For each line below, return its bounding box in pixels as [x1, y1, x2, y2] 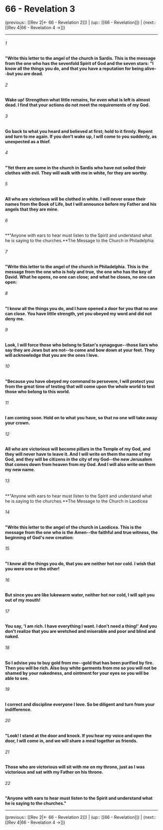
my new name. [5, 467, 35, 473]
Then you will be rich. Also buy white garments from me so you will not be [5, 665, 157, 671]
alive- [145, 66, 157, 71]
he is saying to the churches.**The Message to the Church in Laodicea [5, 498, 148, 504]
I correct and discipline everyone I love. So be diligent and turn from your [5, 701, 155, 707]
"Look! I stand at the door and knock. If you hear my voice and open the [5, 733, 152, 738]
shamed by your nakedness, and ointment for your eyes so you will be [5, 670, 149, 676]
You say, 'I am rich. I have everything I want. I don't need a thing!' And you [5, 623, 157, 629]
